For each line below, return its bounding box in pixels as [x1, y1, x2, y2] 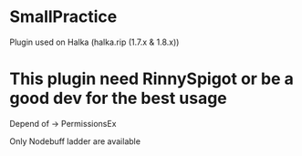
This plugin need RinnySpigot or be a [9, 68, 295, 89]
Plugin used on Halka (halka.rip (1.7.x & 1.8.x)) [9, 36, 180, 47]
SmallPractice [9, 6, 118, 27]
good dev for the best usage [9, 88, 228, 109]
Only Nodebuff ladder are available [9, 135, 141, 147]
